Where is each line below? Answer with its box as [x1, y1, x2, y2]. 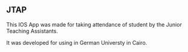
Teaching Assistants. [6, 27, 59, 34]
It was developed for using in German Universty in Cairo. [6, 39, 147, 46]
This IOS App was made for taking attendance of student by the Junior [6, 21, 183, 28]
